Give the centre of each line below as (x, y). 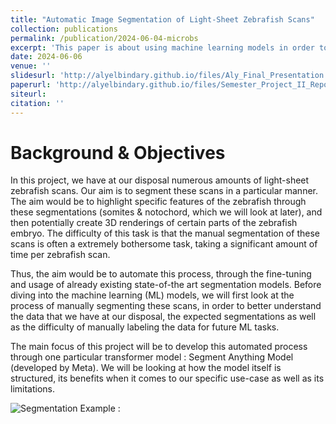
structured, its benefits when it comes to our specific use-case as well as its (167, 378)
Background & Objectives (118, 152)
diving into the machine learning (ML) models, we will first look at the (152, 295)
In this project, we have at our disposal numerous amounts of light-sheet (160, 180)
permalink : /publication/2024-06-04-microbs (104, 38)
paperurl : (31, 85)
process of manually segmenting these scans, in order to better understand (166, 306)
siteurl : (28, 94)
